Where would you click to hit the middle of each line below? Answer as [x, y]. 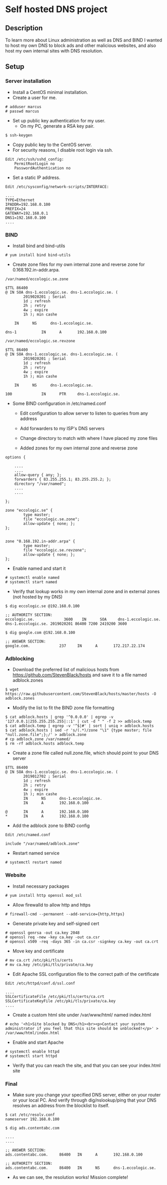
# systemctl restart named [33, 862]
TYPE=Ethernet [20, 200]
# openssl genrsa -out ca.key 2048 [43, 933]
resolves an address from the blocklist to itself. [61, 1105]
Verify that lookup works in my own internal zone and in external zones [86, 591]
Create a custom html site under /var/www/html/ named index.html [82, 1015]
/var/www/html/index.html [32, 1033]
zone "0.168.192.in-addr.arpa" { [40, 541]
